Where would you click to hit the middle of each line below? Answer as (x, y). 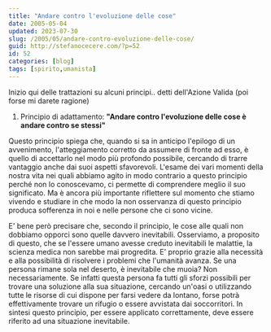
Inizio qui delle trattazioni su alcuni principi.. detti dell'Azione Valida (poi (129, 92)
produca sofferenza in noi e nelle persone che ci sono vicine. (111, 210)
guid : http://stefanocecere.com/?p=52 (74, 46)
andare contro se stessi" (63, 125)
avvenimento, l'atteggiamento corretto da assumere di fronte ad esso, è (129, 149)
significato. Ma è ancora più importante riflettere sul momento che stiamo (131, 193)
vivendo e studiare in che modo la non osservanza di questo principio (125, 201)
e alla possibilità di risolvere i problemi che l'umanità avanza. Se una (122, 260)
